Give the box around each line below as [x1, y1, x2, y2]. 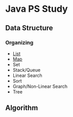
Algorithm [5, 104, 38, 112]
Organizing [5, 39, 34, 46]
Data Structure [5, 24, 54, 32]
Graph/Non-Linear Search [12, 83, 68, 89]
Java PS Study [5, 3, 68, 15]
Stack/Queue [12, 67, 41, 73]
